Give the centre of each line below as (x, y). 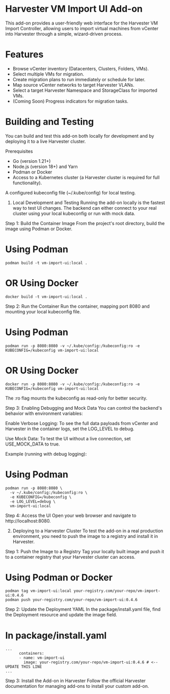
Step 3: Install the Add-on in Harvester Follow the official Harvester (76, 681)
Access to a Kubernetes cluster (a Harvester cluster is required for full (86, 177)
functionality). (27, 183)
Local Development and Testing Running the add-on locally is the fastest (89, 203)
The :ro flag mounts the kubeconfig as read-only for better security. (76, 398)
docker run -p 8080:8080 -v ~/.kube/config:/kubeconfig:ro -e (73, 384)
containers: (31, 654)
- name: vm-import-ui (42, 658)
